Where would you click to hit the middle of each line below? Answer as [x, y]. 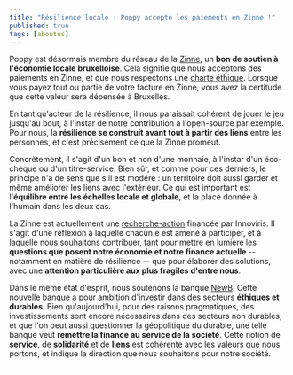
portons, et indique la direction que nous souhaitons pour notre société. [140, 354]
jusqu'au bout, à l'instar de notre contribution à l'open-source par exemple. [146, 123]
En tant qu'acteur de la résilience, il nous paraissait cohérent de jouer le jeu [146, 114]
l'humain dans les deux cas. [60, 207]
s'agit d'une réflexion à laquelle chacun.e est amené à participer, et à [135, 233]
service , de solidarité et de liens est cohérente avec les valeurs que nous [145, 344]
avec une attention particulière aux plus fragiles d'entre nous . [125, 270]
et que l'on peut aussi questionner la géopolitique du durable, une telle [139, 325]
